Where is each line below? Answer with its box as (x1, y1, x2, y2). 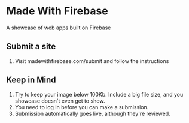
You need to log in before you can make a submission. (14, 103, 149, 110)
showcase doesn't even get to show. (14, 97, 105, 104)
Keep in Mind (6, 75, 56, 85)
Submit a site (6, 41, 56, 52)
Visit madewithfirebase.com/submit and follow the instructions (14, 57, 169, 64)
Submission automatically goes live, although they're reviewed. (14, 110, 170, 117)
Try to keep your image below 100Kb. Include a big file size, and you (14, 91, 184, 98)
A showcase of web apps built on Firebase (6, 24, 111, 31)
